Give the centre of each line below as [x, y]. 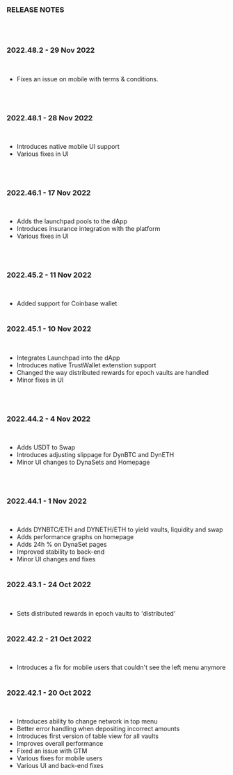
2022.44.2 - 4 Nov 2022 [49, 419]
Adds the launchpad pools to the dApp [72, 221]
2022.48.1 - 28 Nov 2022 [50, 118]
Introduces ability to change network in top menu [87, 721]
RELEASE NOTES [35, 10]
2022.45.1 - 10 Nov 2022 [49, 329]
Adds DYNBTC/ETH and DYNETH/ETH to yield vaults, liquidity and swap [120, 529]
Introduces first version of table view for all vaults [88, 736]
